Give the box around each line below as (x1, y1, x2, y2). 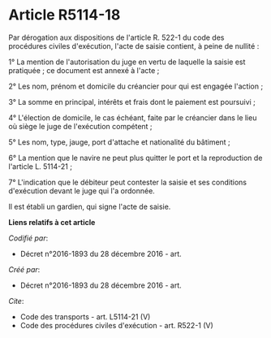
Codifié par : (8, 233, 49, 243)
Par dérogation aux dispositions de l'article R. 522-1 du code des (8, 32, 225, 42)
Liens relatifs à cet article (8, 217, 96, 227)
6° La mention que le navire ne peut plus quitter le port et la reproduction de (8, 153, 263, 162)
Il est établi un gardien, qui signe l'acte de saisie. (8, 201, 171, 211)
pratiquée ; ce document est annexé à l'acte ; (8, 65, 160, 75)
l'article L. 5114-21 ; (8, 161, 73, 171)
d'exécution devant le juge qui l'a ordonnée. (8, 185, 156, 196)
